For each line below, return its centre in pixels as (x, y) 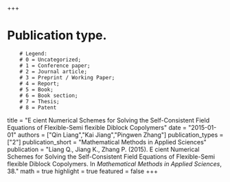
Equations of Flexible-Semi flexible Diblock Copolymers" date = (97, 127)
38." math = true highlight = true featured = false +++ (83, 171)
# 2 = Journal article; (54, 71)
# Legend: (34, 53)
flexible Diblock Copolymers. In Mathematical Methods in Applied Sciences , (114, 164)
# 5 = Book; (36, 90)
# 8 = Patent (38, 107)
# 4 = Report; (39, 83)
